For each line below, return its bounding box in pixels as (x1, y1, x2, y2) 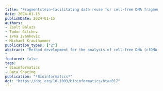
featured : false (5, 56, 38, 61)
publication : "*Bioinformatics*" (5, 74, 73, 79)
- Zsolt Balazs (5, 25, 36, 30)
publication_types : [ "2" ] (5, 43, 57, 48)
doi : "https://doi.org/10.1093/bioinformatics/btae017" (5, 78, 120, 83)
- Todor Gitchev (5, 29, 38, 34)
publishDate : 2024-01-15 (5, 16, 55, 21)
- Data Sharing (5, 70, 36, 75)
